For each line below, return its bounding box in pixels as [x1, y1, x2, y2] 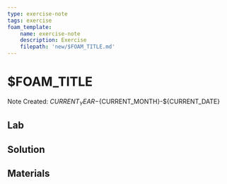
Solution [7, 143, 45, 156]
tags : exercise [7, 17, 52, 24]
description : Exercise [20, 37, 87, 44]
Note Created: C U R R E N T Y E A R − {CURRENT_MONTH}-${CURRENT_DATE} [7, 97, 221, 107]
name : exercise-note [20, 30, 81, 38]
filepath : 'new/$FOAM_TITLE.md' [20, 43, 115, 50]
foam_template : [7, 23, 52, 30]
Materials [7, 167, 50, 179]
